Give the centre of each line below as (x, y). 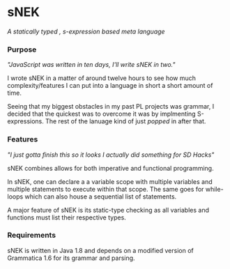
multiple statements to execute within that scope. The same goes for (106, 189)
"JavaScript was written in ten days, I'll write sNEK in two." (91, 65)
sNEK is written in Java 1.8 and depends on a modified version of (100, 250)
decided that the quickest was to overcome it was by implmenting (102, 114)
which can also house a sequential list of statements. (101, 197)
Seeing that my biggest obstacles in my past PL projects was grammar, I (111, 107)
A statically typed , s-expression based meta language (86, 31)
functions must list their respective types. (67, 217)
